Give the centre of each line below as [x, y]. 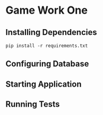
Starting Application [44, 84]
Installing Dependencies [51, 32]
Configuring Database [47, 64]
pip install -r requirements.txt [47, 46]
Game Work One [47, 10]
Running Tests [33, 104]
